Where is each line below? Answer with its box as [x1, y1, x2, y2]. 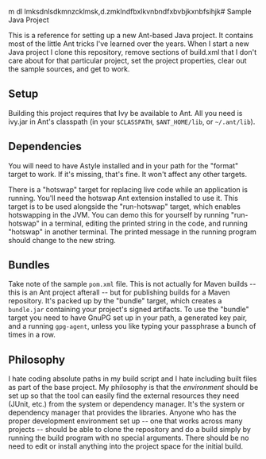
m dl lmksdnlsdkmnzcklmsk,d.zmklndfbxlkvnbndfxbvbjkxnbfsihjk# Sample [8, 7, 252, 16]
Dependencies [8, 140, 82, 153]
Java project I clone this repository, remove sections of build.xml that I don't [8, 48, 256, 56]
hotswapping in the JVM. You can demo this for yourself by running [8, 210, 229, 219]
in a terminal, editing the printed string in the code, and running [40, 218, 249, 228]
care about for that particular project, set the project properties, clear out [8, 56, 248, 65]
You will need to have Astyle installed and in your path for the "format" [8, 160, 239, 170]
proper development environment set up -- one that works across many [8, 416, 243, 426]
